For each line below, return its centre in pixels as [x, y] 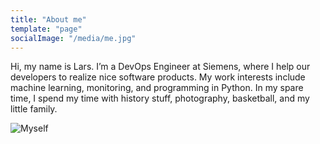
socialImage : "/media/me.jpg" [73, 38]
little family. [34, 109]
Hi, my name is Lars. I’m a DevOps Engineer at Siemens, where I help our [160, 67]
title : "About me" [48, 19]
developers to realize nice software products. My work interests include [158, 77]
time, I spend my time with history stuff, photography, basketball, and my [160, 98]
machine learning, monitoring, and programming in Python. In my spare [157, 88]
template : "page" [46, 29]
